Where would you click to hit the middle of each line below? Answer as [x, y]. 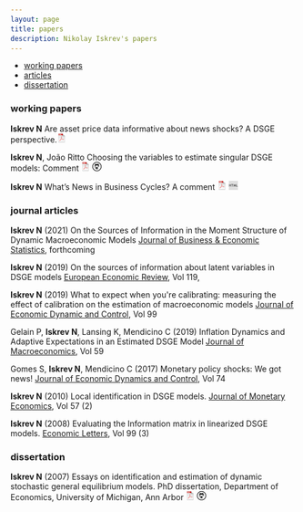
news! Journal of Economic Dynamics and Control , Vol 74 [118, 378]
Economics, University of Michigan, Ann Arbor [97, 497]
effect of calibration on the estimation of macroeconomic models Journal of [152, 304]
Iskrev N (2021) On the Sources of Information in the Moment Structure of [149, 230]
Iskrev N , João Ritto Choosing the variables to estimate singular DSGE [142, 157]
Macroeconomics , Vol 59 [57, 350]
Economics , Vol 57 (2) [52, 405]
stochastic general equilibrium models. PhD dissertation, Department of [144, 486]
